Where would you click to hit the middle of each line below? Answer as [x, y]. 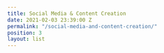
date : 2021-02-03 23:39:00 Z [50, 20]
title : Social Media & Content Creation [67, 13]
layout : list [26, 39]
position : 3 [24, 33]
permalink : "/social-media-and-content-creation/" [82, 26]
